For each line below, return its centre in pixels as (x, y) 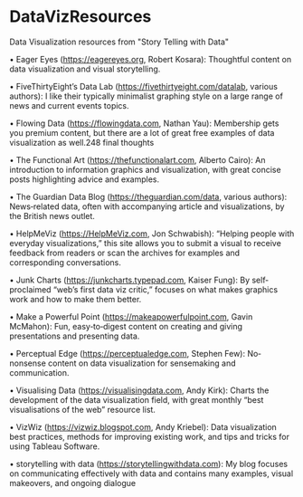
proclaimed (30, 289)
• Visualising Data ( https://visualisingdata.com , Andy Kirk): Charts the (139, 390)
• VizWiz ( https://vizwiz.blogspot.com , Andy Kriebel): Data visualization (143, 426)
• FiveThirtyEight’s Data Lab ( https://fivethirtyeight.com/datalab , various (144, 86)
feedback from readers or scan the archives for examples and (125, 253)
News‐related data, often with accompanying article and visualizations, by (147, 206)
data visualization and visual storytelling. (85, 69)
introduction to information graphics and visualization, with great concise (146, 169)
